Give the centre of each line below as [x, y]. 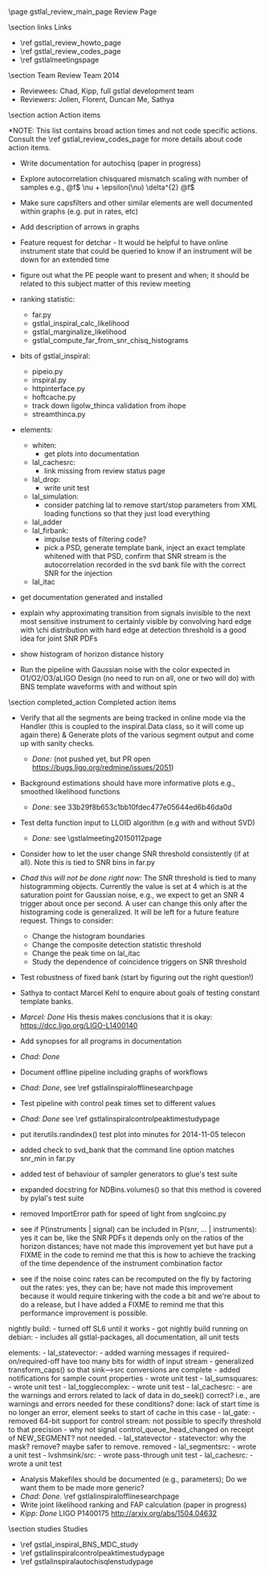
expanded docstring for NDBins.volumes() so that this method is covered [141, 1189]
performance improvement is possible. [84, 1313]
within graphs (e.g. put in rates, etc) [79, 211]
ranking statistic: [47, 299]
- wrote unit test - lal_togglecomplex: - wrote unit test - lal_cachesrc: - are [130, 1387]
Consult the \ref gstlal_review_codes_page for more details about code [125, 139]
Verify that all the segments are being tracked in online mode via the [133, 718]
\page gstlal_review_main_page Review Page [83, 12]
